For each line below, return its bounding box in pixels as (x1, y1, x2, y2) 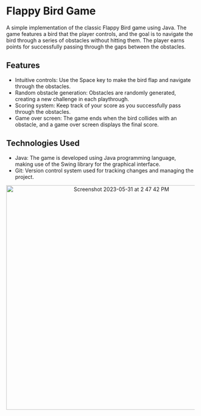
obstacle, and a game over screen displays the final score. (14, 121, 159, 128)
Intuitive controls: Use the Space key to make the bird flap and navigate (14, 76, 191, 83)
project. (14, 173, 34, 180)
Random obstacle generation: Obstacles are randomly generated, (14, 89, 176, 96)
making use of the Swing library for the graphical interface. (14, 160, 160, 168)
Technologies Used (6, 138, 80, 148)
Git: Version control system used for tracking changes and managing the (14, 166, 194, 174)
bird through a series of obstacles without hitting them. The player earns (6, 37, 185, 44)
